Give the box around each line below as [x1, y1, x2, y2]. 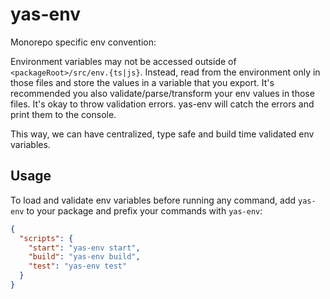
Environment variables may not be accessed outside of [10, 55, 237, 67]
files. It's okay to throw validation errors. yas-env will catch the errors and [10, 98, 315, 110]
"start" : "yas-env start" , [28, 243, 141, 253]
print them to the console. [10, 108, 117, 120]
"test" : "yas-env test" [28, 261, 128, 272]
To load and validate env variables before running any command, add [10, 194, 297, 206]
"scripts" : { [19, 233, 74, 243]
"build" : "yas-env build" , [28, 252, 141, 262]
